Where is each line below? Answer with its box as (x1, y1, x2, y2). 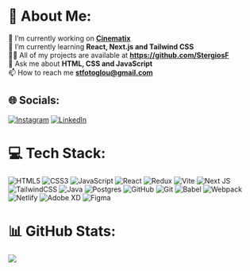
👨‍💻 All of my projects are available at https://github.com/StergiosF (8, 50, 229, 60)
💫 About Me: (8, 7, 92, 25)
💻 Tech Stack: (8, 144, 106, 162)
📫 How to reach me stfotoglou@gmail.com (8, 68, 153, 77)
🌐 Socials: (8, 94, 60, 107)
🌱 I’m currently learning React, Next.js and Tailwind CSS (8, 41, 194, 51)
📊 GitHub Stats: (8, 222, 117, 240)
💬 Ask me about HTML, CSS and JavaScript (8, 59, 153, 68)
